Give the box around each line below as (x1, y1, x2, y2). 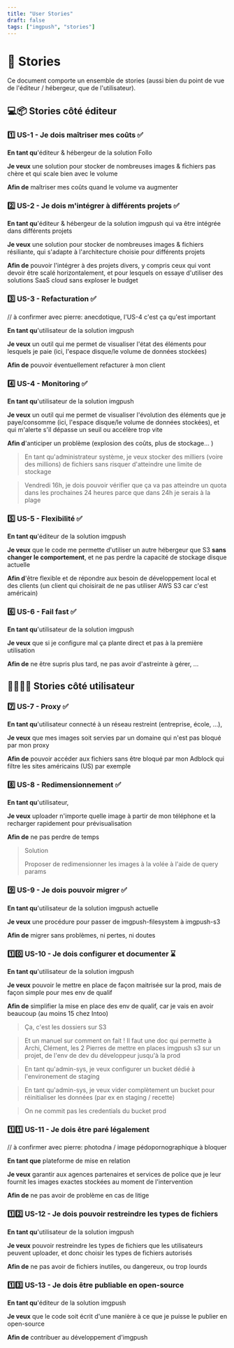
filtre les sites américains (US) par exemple (7, 762, 131, 770)
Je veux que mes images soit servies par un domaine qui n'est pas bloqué (7, 733, 221, 742)
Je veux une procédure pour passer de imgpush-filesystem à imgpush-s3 (7, 917, 221, 926)
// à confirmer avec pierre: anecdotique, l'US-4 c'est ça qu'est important (7, 313, 217, 321)
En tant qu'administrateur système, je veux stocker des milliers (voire (24, 452, 224, 461)
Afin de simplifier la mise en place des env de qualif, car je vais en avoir (7, 1002, 214, 1010)
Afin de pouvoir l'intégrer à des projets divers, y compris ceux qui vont (7, 261, 211, 270)
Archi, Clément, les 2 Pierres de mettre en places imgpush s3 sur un (24, 1044, 221, 1052)
